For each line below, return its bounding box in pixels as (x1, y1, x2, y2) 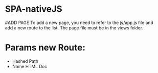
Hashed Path (12, 58, 39, 64)
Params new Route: (5, 42, 86, 53)
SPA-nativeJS (5, 3, 63, 15)
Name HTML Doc (12, 63, 47, 69)
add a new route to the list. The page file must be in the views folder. (5, 24, 143, 30)
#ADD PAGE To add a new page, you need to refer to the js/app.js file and (5, 20, 153, 25)
